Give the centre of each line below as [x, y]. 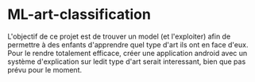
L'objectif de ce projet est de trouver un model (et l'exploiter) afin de [119, 36]
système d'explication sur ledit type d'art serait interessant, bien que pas [127, 61]
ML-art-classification [79, 15]
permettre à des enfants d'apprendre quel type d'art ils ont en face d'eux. [128, 44]
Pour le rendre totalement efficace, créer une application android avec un [127, 53]
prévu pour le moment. [45, 69]
